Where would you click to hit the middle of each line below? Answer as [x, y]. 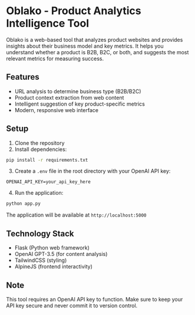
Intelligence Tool [48, 23]
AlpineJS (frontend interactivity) [53, 267]
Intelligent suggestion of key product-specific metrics [80, 104]
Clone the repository [39, 143]
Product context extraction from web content [69, 97]
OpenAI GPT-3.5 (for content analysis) [61, 254]
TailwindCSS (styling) [41, 260]
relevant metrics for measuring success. [55, 58]
